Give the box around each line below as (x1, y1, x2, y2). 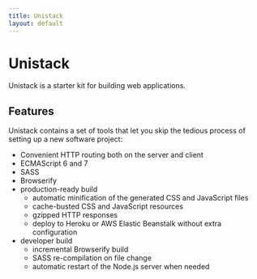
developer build (19, 236, 73, 246)
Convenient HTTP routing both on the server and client (19, 150, 204, 160)
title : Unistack (8, 11, 63, 20)
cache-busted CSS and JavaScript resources (32, 201, 184, 211)
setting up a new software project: (8, 134, 123, 144)
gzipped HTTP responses (32, 210, 118, 220)
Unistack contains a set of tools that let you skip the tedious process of (8, 126, 246, 136)
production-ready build (19, 184, 98, 194)
